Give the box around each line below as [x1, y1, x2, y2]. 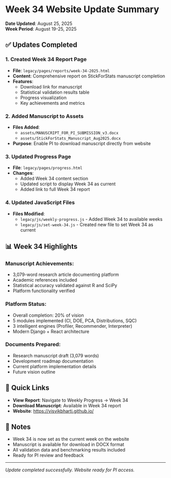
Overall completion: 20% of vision [12, 312, 84, 318]
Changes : [12, 170, 34, 176]
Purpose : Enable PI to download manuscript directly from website [12, 140, 151, 146]
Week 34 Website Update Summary [5, 4, 159, 15]
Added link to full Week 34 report [20, 186, 90, 192]
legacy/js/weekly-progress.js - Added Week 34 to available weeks [20, 216, 163, 222]
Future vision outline [12, 369, 55, 375]
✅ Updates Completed [5, 41, 77, 49]
